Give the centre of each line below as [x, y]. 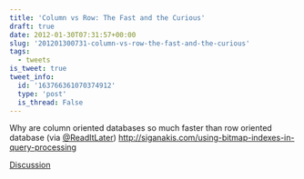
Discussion [30, 165]
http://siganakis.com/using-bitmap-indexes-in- [206, 138]
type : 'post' [42, 94]
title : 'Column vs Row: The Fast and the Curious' [107, 18]
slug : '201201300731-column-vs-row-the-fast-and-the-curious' [130, 43]
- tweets [34, 60]
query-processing [43, 147]
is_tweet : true [38, 69]
